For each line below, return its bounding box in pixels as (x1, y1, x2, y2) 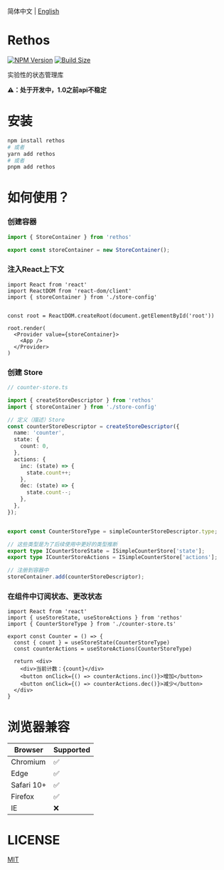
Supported (53, 745, 90, 755)
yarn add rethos (7, 150, 55, 157)
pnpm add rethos (7, 164, 55, 171)
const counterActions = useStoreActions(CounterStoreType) (14, 645, 193, 653)
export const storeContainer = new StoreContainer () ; (7, 246, 171, 253)
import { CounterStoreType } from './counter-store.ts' (7, 620, 176, 628)
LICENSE (7, 832, 60, 848)
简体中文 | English (7, 7, 60, 15)
